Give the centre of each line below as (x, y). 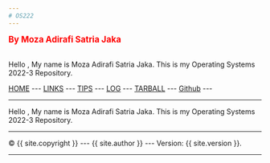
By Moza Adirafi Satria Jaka (65, 39)
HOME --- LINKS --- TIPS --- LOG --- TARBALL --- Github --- (110, 88)
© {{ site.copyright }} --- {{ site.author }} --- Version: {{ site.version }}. (125, 143)
